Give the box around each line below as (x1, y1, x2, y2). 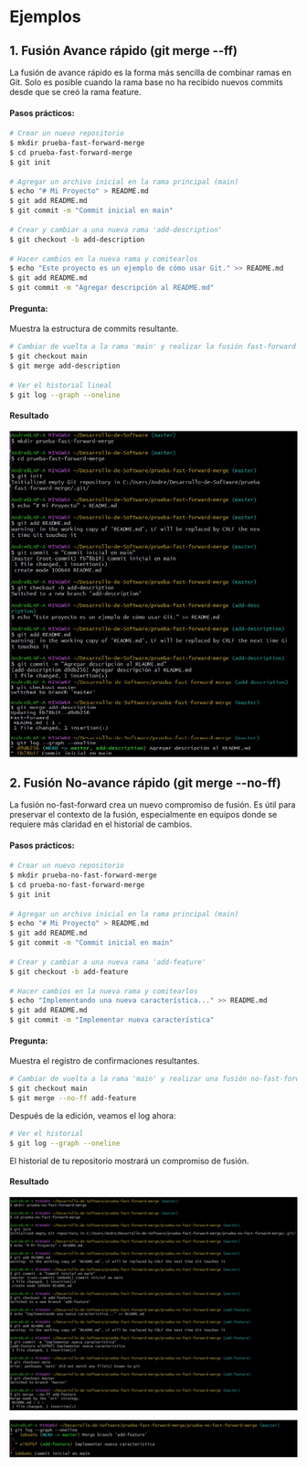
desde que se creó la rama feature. (9, 87, 142, 97)
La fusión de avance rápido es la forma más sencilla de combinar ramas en (9, 67, 292, 78)
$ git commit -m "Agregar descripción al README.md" (9, 284, 215, 293)
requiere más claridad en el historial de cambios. (9, 819, 193, 830)
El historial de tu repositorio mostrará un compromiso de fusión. (9, 1155, 249, 1166)
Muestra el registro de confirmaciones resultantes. (9, 1055, 200, 1066)
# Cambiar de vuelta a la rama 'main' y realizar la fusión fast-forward (9, 342, 297, 351)
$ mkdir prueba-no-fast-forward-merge (9, 871, 157, 880)
